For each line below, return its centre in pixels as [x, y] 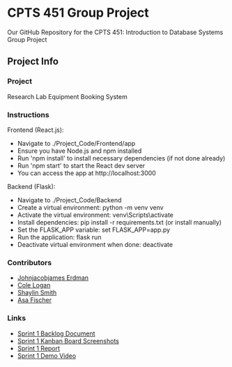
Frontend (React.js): [36, 130]
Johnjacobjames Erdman [53, 278]
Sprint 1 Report [39, 348]
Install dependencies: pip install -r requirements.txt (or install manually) [119, 222]
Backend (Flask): [31, 186]
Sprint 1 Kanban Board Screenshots [68, 340]
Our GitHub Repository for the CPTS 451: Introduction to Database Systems [115, 32]
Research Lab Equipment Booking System [67, 96]
